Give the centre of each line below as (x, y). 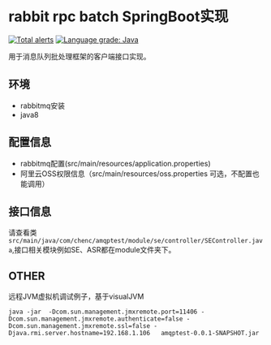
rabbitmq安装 (42, 106)
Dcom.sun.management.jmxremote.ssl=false (80, 326)
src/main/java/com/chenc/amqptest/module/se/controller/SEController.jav (136, 241)
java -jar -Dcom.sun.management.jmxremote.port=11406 (103, 312)
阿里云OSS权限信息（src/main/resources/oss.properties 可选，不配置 (136, 173)
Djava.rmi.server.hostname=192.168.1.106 (80, 334)
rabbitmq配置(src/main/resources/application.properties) (115, 163)
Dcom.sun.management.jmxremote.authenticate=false (96, 319)
